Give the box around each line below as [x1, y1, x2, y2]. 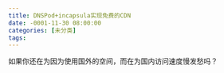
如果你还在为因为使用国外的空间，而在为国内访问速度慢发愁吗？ [8, 56, 218, 66]
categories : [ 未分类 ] [8, 26, 77, 34]
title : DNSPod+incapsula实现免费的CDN [8, 11, 132, 20]
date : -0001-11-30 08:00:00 [8, 19, 102, 27]
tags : [8, 33, 26, 42]
